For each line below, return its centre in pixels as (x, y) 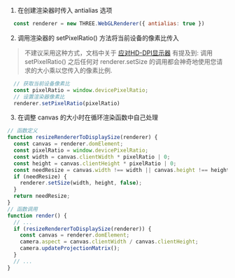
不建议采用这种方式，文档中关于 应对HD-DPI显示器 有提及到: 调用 (119, 53)
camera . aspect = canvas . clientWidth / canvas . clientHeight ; (109, 242)
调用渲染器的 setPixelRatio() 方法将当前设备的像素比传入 (98, 38)
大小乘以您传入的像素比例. (74, 70)
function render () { (37, 216)
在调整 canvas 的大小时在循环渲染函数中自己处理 (88, 117)
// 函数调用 (23, 209)
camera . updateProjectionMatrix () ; (70, 249)
